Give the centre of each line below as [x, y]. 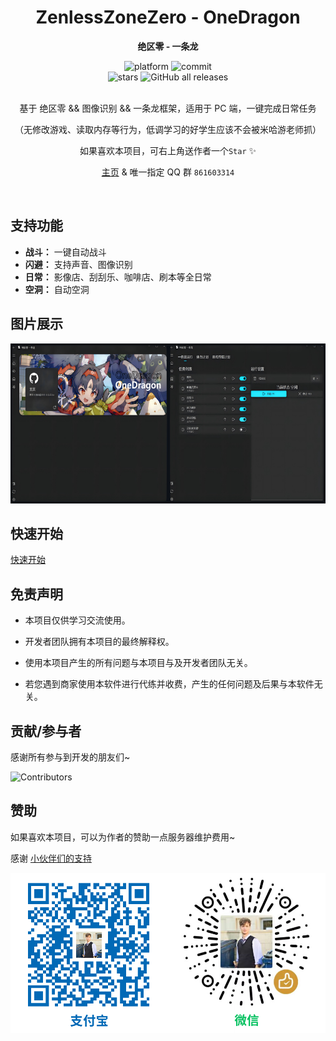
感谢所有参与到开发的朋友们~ [70, 757]
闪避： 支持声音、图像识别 [78, 264]
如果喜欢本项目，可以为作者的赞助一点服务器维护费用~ [123, 837]
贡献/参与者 [46, 731]
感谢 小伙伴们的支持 [51, 858]
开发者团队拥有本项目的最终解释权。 [99, 642]
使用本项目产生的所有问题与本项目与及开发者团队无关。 [138, 663]
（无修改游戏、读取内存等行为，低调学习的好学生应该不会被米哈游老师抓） [168, 129]
